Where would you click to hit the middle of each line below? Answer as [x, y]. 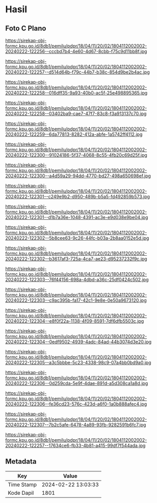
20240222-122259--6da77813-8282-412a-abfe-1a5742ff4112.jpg [74, 134]
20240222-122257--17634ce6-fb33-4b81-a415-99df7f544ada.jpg [75, 446]
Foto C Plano [26, 28]
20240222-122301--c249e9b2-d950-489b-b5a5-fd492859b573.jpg [78, 197]
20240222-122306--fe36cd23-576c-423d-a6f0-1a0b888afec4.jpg [76, 404]
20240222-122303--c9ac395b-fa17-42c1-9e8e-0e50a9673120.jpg [76, 300]
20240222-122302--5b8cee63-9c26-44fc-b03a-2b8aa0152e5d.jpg [77, 238]
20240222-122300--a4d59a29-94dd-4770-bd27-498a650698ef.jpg [78, 176]
